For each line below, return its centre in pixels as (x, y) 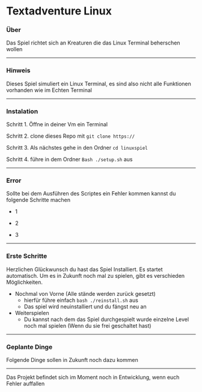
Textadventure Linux (59, 11)
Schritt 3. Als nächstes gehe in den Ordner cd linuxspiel (77, 148)
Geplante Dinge (29, 347)
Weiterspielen (32, 313)
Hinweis (18, 70)
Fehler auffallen (26, 384)
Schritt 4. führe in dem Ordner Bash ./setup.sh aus (69, 159)
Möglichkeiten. (25, 282)
